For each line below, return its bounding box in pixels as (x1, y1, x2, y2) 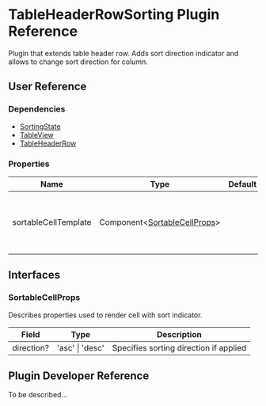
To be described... (8, 390, 68, 400)
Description (157, 328, 202, 340)
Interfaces (8, 268, 61, 282)
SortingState (19, 121, 61, 131)
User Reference (8, 80, 87, 93)
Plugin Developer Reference (8, 370, 150, 382)
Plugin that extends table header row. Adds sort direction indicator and (8, 48, 239, 58)
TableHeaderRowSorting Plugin (8, 6, 220, 24)
